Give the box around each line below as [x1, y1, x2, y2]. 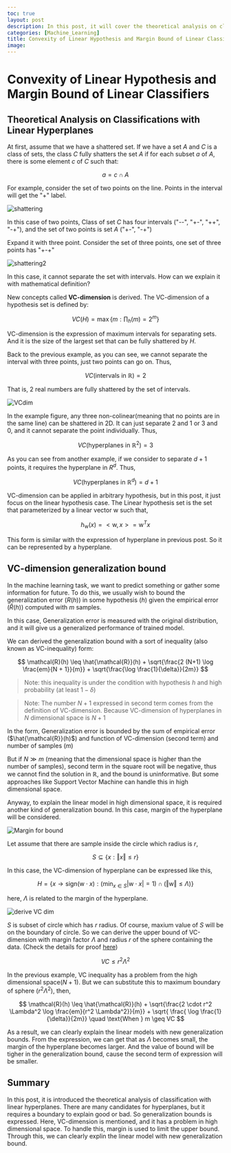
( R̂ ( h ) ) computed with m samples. [7, 603, 102, 611]
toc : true [7, 10, 36, 17]
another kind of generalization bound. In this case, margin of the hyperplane [7, 806, 223, 814]
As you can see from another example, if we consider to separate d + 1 [7, 455, 208, 463]
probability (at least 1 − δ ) [23, 685, 96, 693]
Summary [7, 1077, 50, 1089]
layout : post [7, 17, 45, 23]
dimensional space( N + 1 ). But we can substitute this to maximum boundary [7, 978, 221, 987]
